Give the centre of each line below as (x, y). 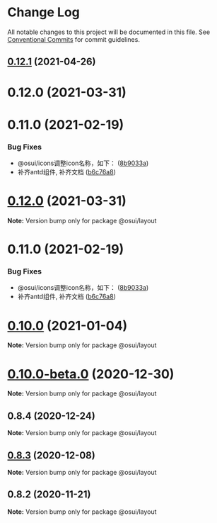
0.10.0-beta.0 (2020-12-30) (91, 374)
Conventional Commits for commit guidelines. (74, 39)
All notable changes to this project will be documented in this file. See (109, 32)
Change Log (43, 12)
